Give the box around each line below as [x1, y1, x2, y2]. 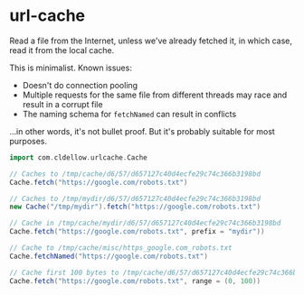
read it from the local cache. [9, 44, 115, 55]
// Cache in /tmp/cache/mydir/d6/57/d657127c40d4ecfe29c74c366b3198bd [9, 218, 281, 228]
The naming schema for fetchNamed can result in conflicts [22, 108, 237, 119]
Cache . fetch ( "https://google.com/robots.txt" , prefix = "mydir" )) [9, 227, 265, 236]
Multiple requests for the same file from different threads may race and [22, 89, 288, 100]
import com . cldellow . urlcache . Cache [9, 152, 147, 162]
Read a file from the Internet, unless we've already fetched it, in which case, [9, 35, 292, 46]
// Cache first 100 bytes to [9, 268, 119, 277]
